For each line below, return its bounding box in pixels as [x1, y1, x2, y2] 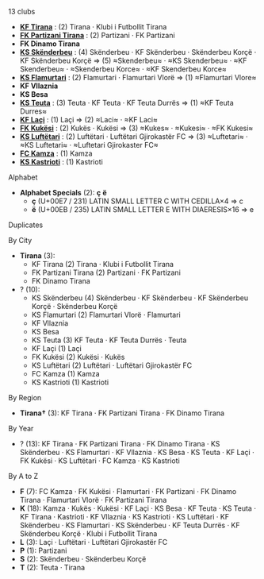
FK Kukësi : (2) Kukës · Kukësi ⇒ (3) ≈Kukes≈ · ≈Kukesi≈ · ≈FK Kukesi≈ [19, 123, 254, 133]
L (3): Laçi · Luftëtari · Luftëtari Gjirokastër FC [19, 538, 168, 546]
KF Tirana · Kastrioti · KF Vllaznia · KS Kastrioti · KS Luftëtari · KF [19, 512, 230, 521]
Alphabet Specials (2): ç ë [19, 188, 107, 197]
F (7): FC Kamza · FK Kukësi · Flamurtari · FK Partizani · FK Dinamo [19, 487, 237, 496]
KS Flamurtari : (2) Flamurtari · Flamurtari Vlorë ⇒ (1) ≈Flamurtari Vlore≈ [19, 73, 257, 82]
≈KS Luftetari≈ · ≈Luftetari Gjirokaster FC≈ [19, 141, 159, 149]
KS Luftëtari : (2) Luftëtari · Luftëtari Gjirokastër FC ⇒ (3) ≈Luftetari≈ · [19, 132, 248, 141]
